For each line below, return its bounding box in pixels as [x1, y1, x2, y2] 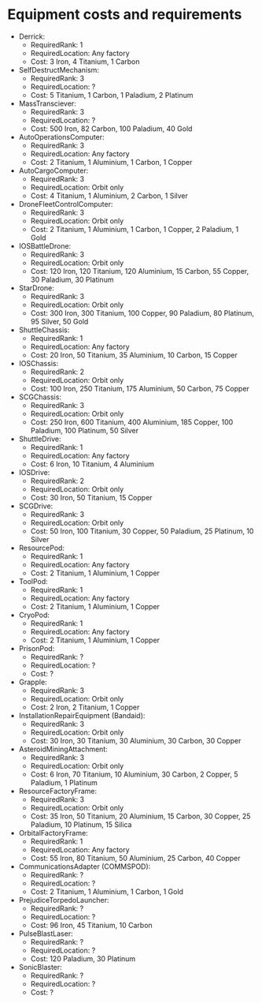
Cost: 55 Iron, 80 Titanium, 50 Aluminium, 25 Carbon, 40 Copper [30, 853, 241, 863]
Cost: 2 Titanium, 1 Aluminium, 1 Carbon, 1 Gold [30, 886, 184, 896]
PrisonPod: [18, 643, 55, 653]
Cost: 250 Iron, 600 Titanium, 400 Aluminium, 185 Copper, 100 [30, 417, 234, 427]
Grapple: [18, 677, 48, 687]
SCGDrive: [18, 501, 54, 511]
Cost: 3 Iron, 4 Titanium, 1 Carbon [30, 57, 140, 66]
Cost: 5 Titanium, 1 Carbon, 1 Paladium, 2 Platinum [30, 90, 194, 99]
